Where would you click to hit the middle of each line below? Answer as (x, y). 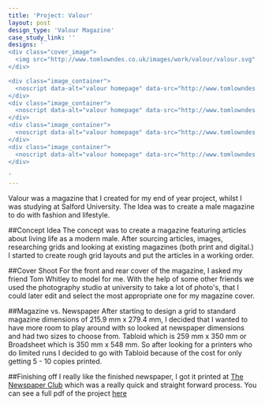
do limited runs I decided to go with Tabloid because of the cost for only (125, 353)
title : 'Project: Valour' (50, 15)
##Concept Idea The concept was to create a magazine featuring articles (127, 230)
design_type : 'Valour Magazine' (61, 30)
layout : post (30, 23)
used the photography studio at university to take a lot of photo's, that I (123, 288)
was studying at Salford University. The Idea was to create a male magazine (131, 207)
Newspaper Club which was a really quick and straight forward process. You (132, 385)
